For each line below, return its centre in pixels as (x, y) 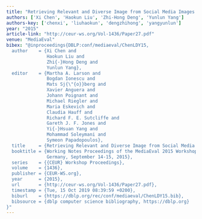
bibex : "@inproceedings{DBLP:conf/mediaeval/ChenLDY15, (78, 46)
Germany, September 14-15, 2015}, (90, 157)
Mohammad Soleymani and (76, 135)
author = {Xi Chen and (44, 51)
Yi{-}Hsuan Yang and (72, 129)
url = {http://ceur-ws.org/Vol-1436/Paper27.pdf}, (84, 185)
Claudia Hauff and (70, 112)
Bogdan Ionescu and (71, 79)
